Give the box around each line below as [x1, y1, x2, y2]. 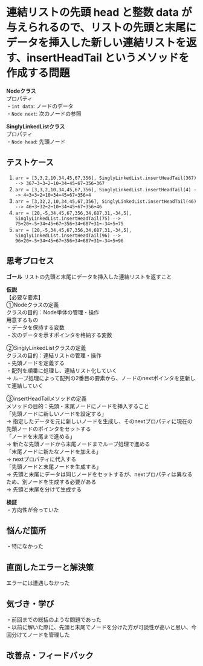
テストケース [6, 157, 54, 168]
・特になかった [6, 542, 43, 550]
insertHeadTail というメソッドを [26, 51, 189, 65]
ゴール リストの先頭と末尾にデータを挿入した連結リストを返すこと [6, 273, 172, 280]
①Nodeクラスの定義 [6, 301, 59, 308]
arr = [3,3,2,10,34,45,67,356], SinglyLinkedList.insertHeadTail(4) [14, 186, 192, 193]
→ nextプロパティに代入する [6, 455, 77, 463]
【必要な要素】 [6, 293, 43, 300]
